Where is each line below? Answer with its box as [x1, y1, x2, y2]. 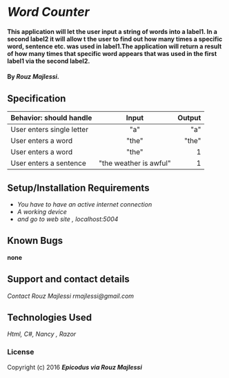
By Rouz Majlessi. [7, 73, 60, 81]
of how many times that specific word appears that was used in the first [7, 49, 217, 57]
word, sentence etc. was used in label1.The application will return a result [7, 42, 222, 50]
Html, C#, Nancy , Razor [7, 330, 77, 339]
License [7, 347, 34, 357]
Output [177, 113, 201, 123]
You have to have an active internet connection [17, 200, 152, 208]
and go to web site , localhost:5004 [17, 215, 119, 223]
